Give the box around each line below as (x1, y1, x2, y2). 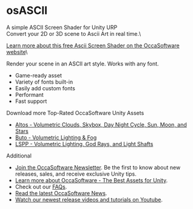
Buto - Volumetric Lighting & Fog (15, 134, 97, 141)
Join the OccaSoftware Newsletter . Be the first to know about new (15, 164, 181, 171)
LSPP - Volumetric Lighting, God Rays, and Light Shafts (15, 140, 154, 147)
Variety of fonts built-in (15, 78, 73, 85)
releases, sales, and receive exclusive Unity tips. (15, 170, 137, 177)
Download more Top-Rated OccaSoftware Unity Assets (6, 109, 144, 116)
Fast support (15, 98, 47, 105)
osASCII (6, 4, 48, 18)
